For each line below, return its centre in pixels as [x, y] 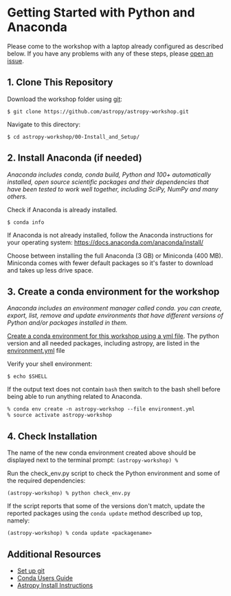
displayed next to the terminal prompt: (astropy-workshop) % [93, 460]
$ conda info [26, 222]
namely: [18, 520]
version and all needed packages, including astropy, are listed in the [103, 343]
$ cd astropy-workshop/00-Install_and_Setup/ [73, 137]
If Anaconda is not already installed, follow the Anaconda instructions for [110, 235]
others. [17, 196]
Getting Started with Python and [101, 13]
